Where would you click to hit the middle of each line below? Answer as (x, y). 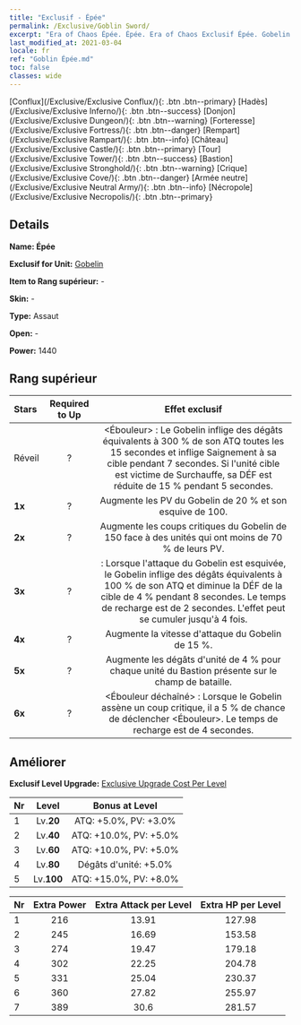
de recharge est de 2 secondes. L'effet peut (193, 608)
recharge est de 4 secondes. (193, 730)
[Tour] (210, 149)
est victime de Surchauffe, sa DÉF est (193, 475)
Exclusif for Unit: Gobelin (56, 263)
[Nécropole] (231, 187)
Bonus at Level (125, 805)
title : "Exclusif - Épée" (57, 17)
